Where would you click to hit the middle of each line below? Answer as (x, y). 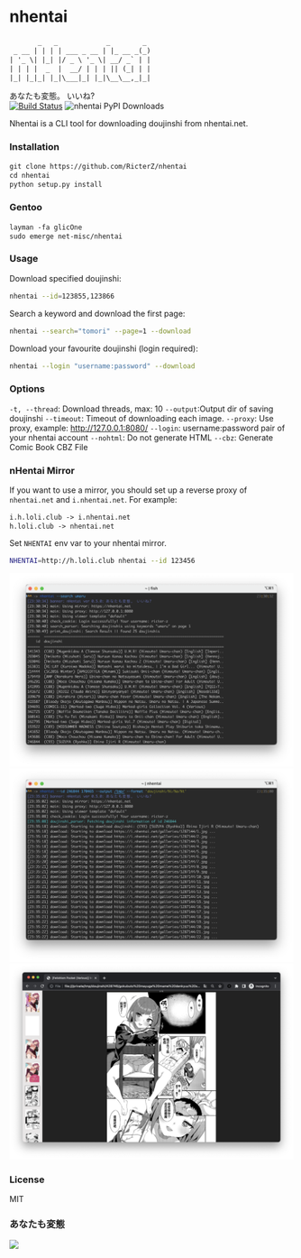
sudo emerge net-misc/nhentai (66, 236)
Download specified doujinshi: (65, 278)
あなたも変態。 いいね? (52, 96)
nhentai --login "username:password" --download (102, 366)
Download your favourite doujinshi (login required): (104, 348)
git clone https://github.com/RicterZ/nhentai (98, 167)
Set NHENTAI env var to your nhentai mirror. (88, 543)
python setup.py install (56, 185)
